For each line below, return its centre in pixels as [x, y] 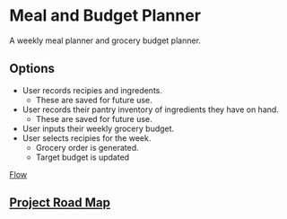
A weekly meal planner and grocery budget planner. [105, 40]
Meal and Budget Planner [105, 16]
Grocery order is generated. [87, 147]
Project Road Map [60, 203]
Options [32, 69]
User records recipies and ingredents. [92, 90]
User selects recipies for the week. [87, 138]
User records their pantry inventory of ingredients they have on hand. [151, 109]
